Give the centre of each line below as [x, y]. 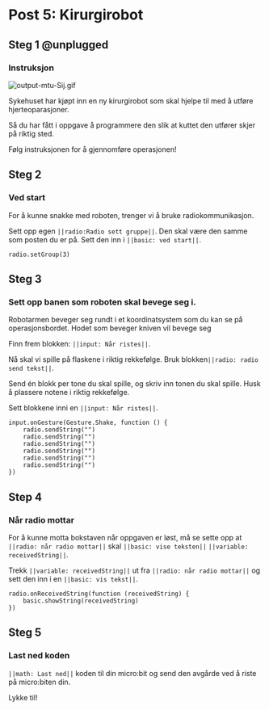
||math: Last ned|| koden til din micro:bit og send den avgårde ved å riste [132, 673]
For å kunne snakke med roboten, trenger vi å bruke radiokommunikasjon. [131, 215]
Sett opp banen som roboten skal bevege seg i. [102, 302]
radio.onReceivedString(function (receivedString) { [99, 594]
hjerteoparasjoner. [39, 109]
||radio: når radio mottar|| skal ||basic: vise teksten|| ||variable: [128, 546]
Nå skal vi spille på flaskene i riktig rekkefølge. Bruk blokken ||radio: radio [133, 359]
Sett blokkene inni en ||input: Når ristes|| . [84, 408]
